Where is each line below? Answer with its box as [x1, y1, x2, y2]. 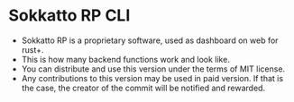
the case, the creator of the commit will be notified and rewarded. [21, 82, 266, 93]
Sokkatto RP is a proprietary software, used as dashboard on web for [21, 35, 279, 46]
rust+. [21, 44, 44, 55]
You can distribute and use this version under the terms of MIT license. [21, 64, 286, 74]
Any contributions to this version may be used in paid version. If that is [21, 72, 284, 83]
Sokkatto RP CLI [8, 5, 131, 26]
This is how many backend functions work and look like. [21, 54, 231, 64]
